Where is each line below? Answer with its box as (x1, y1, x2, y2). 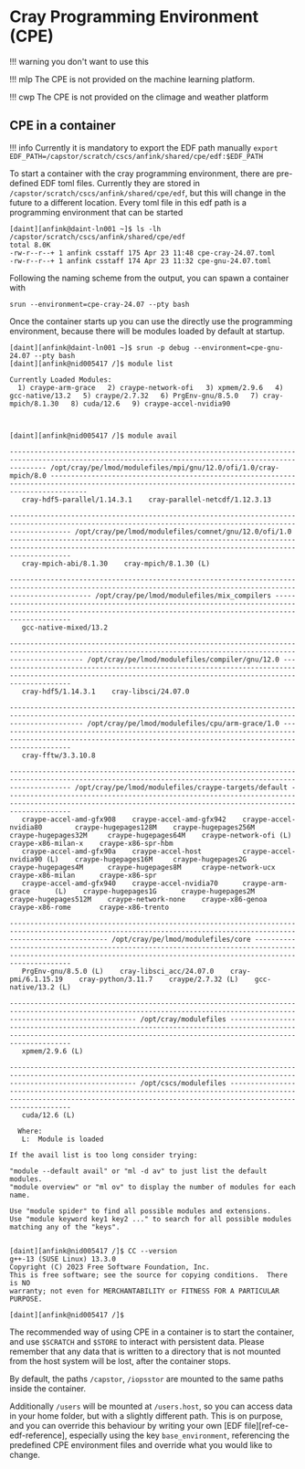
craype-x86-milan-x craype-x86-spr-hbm (9, 839, 174, 848)
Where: (17, 1126, 43, 1136)
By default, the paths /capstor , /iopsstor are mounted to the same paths (9, 1373, 284, 1384)
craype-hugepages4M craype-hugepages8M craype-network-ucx (9, 862, 276, 872)
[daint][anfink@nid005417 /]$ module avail (9, 431, 178, 440)
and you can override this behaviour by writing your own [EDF (9, 1420, 243, 1431)
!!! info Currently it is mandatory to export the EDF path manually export (9, 142, 279, 153)
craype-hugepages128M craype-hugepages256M (74, 822, 256, 832)
